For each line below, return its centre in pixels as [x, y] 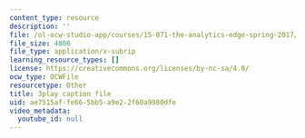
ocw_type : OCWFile [44, 77]
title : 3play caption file [60, 94]
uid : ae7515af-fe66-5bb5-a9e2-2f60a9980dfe [93, 102]
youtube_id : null [50, 119]
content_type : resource [54, 18]
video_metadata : [40, 111]
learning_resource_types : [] [64, 60]
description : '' [40, 26]
